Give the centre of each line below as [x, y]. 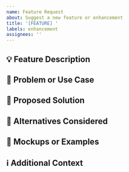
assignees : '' [24, 35]
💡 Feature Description [48, 59]
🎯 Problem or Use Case [50, 80]
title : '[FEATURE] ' [32, 23]
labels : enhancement [32, 29]
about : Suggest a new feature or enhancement [64, 18]
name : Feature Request [35, 12]
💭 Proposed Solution [45, 101]
